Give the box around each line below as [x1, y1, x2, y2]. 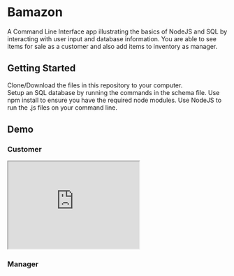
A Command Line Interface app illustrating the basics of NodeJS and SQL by [7, 27, 228, 36]
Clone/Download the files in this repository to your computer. [7, 81, 183, 89]
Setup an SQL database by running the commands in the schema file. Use [7, 88, 220, 96]
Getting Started [7, 62, 76, 74]
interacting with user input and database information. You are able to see [7, 34, 217, 43]
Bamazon [7, 4, 63, 20]
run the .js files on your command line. [7, 103, 117, 112]
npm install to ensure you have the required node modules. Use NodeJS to [7, 96, 222, 104]
